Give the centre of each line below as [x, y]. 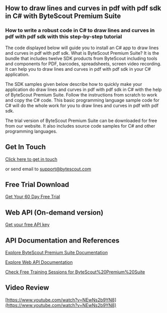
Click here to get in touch [31, 159]
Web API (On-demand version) [54, 212]
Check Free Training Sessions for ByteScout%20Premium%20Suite [75, 272]
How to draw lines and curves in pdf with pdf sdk [83, 8]
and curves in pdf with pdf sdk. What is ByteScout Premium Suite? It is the [82, 53]
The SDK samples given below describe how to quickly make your [74, 84]
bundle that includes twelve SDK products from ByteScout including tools [81, 58]
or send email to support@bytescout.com [48, 169]
